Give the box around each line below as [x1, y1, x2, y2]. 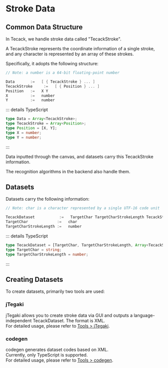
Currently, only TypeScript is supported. [5, 352, 88, 358]
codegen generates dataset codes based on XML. [5, 347, 109, 353]
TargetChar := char [5, 220, 78, 225]
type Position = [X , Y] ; [5, 125, 57, 130]
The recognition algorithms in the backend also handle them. [5, 168, 131, 174]
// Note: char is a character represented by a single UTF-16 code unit [5, 206, 160, 211]
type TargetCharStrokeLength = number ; [5, 252, 89, 257]
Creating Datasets [5, 275, 64, 284]
